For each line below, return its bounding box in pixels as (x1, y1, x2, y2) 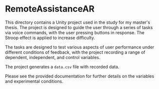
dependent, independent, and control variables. (5, 54, 101, 60)
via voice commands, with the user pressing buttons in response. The (5, 30, 145, 35)
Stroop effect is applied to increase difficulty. (5, 35, 95, 41)
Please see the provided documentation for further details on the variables (5, 73, 155, 79)
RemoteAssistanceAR (5, 3, 95, 15)
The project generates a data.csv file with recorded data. (5, 64, 120, 70)
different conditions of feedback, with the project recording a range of (5, 49, 146, 55)
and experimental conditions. (5, 78, 63, 84)
